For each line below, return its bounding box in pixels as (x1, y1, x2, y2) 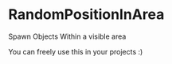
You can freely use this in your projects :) (8, 47, 143, 56)
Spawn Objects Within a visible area (8, 32, 127, 41)
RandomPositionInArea (8, 6, 165, 24)
